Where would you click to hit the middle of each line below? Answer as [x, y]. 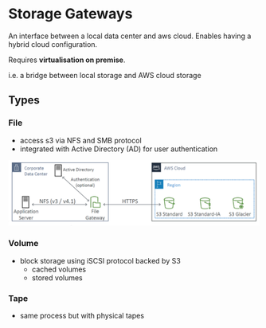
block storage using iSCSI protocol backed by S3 [100, 260]
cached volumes [59, 269]
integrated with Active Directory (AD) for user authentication [119, 149]
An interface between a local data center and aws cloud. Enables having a [130, 36]
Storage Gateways [70, 14]
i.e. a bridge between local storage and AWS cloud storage [105, 75]
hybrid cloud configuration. [53, 44]
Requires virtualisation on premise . [67, 60]
